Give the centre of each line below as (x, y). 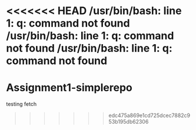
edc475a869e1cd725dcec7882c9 (150, 115)
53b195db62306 (129, 122)
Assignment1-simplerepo (69, 88)
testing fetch (21, 104)
